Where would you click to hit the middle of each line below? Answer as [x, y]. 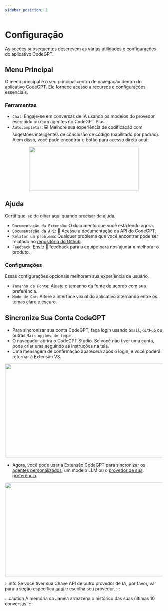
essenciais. [17, 92]
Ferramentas [21, 105]
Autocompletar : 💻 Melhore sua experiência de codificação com [77, 127]
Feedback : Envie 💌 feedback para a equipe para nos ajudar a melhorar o [86, 247]
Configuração [34, 34]
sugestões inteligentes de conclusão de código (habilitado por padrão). [86, 134]
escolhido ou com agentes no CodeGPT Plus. [59, 121]
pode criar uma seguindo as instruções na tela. [61, 346]
